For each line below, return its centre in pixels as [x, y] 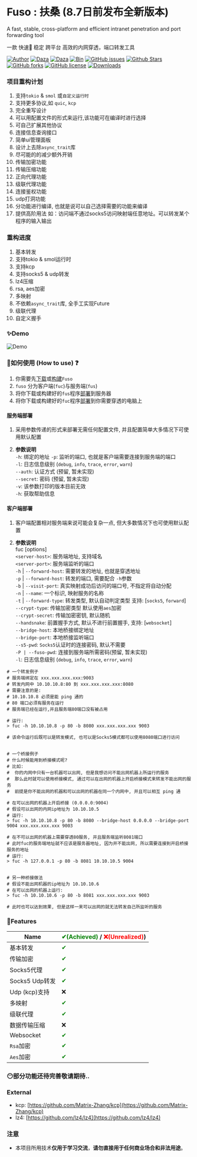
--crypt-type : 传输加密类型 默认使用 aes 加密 [68, 607]
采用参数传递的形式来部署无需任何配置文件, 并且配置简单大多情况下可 [99, 430]
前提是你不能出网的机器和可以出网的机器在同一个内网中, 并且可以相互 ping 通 [98, 791]
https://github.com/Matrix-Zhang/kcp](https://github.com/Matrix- [109, 1105]
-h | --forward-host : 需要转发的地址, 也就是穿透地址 [78, 571]
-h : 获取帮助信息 [35, 494]
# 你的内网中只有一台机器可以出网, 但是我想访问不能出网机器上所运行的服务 [88, 773]
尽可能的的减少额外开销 [44, 155]
